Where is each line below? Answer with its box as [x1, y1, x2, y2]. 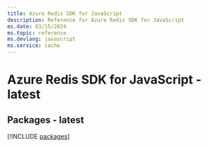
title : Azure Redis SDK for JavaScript [7, 10, 123, 17]
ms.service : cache [7, 42, 60, 49]
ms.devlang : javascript [7, 36, 76, 43]
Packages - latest [7, 114, 85, 126]
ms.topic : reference [7, 29, 67, 37]
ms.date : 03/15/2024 [7, 23, 67, 30]
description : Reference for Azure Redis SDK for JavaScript [7, 17, 185, 23]
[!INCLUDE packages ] [7, 133, 70, 140]
